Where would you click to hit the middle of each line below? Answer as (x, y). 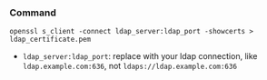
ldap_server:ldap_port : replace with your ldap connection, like (140, 56)
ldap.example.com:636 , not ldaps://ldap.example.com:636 (130, 66)
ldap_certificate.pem (50, 40)
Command (33, 13)
